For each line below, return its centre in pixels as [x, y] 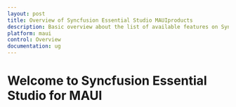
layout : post [26, 14]
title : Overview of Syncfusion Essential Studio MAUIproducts [100, 20]
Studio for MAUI [55, 96]
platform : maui [29, 33]
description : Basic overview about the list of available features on [113, 27]
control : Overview [34, 40]
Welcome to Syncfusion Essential [107, 81]
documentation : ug [34, 46]
